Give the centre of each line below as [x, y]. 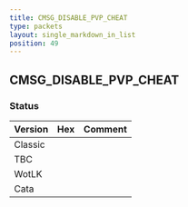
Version [31, 129]
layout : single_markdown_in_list [73, 34]
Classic [30, 144]
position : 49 [34, 43]
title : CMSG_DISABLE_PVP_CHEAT [69, 18]
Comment [105, 129]
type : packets [36, 26]
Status [24, 105]
